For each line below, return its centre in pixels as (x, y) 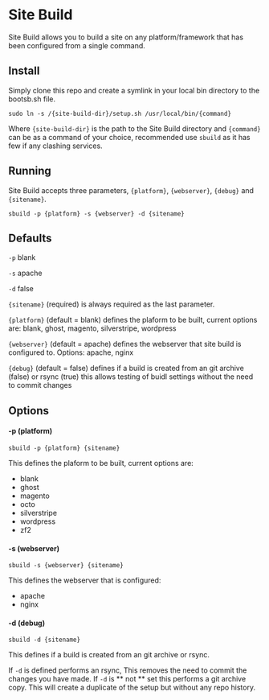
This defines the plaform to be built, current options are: (101, 463)
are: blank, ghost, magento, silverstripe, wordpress (92, 328)
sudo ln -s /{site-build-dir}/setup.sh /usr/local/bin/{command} (120, 113)
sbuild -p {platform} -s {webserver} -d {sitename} (96, 214)
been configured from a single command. (77, 45)
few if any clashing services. (55, 146)
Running (30, 171)
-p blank (22, 257)
